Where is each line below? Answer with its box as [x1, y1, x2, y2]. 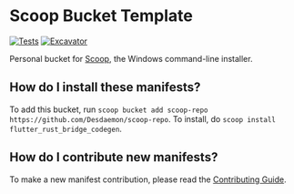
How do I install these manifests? [9, 79, 201, 96]
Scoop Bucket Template [9, 5, 193, 26]
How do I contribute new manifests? [9, 149, 218, 165]
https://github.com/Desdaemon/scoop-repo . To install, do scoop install [9, 113, 276, 124]
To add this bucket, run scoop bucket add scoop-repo [9, 104, 208, 115]
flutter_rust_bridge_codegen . [9, 123, 123, 134]
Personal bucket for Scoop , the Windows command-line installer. [9, 53, 253, 64]
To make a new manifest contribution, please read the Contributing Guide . [9, 174, 287, 185]
